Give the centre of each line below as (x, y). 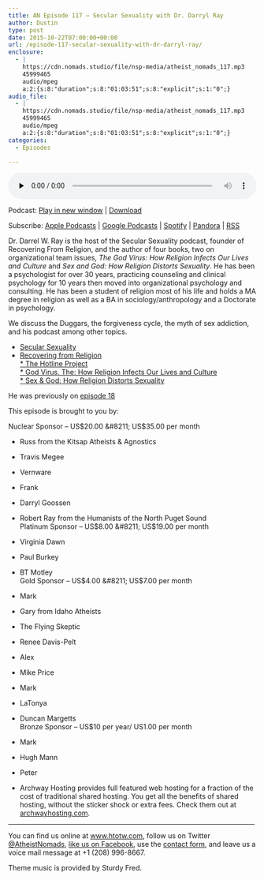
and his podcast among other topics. (68, 331)
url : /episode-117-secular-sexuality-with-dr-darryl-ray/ (105, 45)
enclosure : (26, 52)
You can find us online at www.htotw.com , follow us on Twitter (109, 836)
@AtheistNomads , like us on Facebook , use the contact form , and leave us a (132, 844)
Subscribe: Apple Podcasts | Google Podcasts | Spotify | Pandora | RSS (124, 226)
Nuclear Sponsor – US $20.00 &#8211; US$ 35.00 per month (104, 426)
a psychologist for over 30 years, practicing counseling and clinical (117, 275)
